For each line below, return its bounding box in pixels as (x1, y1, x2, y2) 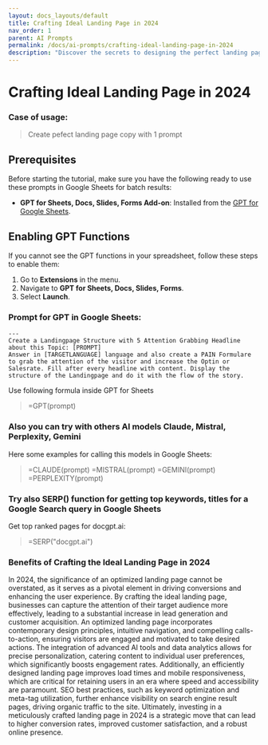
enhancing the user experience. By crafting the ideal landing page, (8, 592, 227, 601)
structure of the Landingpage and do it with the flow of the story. (8, 372, 245, 380)
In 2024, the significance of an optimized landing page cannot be (8, 575, 223, 585)
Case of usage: (8, 112, 69, 123)
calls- (235, 626, 254, 636)
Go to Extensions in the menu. (19, 275, 121, 284)
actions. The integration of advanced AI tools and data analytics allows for (8, 643, 253, 652)
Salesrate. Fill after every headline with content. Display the (8, 365, 230, 373)
